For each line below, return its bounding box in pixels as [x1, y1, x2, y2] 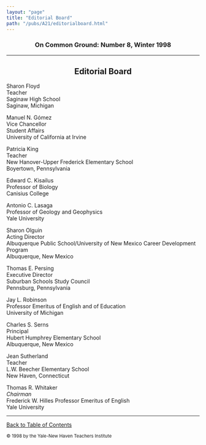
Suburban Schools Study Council [6, 277, 90, 285]
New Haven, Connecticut [6, 372, 70, 379]
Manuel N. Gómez [6, 114, 52, 122]
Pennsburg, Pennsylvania [6, 284, 71, 292]
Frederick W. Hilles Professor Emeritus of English [6, 397, 130, 404]
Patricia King [6, 145, 39, 153]
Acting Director [6, 233, 45, 241]
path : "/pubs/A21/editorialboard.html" [6, 20, 109, 26]
